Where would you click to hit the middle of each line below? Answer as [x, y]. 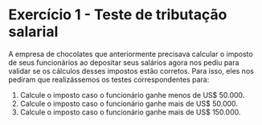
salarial [33, 32]
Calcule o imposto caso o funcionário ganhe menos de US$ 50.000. [132, 95]
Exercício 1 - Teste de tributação [118, 15]
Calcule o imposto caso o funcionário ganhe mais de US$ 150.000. [130, 112]
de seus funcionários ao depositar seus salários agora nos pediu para [124, 62]
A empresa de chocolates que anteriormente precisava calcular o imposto [131, 54]
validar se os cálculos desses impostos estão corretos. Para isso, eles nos [131, 71]
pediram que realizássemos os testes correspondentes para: [109, 79]
